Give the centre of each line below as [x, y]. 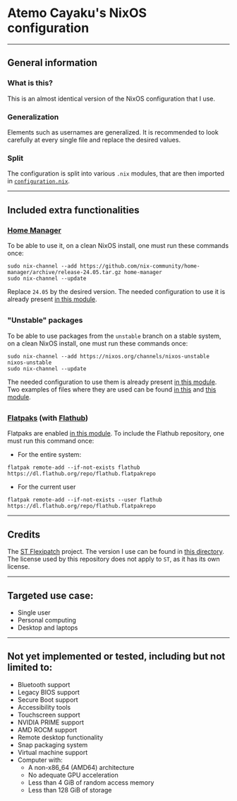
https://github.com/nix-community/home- [140, 266]
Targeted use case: [50, 595]
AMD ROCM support [47, 729]
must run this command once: [51, 441]
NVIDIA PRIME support [51, 722]
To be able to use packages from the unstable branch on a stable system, [114, 336]
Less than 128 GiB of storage [70, 790]
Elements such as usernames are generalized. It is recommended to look [113, 132]
